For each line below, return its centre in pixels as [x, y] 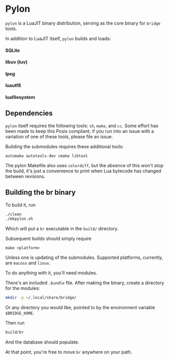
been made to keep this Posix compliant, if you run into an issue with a [80, 131]
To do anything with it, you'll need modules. [51, 273]
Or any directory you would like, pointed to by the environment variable [80, 308]
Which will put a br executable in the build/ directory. [62, 229]
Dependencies [29, 113]
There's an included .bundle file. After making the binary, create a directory [85, 283]
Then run [15, 323]
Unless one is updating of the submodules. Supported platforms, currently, [84, 257]
